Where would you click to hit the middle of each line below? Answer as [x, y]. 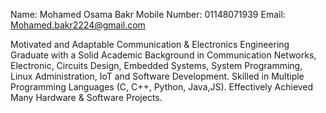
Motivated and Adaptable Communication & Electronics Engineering [150, 44]
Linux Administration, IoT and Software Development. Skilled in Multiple [157, 76]
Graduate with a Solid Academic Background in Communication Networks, [163, 55]
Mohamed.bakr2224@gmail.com [78, 25]
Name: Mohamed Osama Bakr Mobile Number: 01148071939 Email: [148, 14]
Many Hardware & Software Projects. [86, 97]
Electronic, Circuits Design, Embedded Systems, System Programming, [156, 65]
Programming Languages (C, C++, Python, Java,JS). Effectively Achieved [162, 87]
